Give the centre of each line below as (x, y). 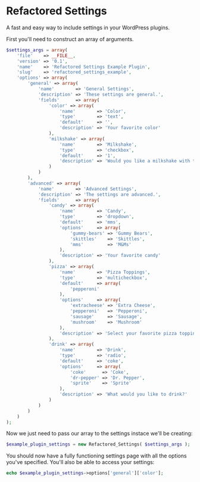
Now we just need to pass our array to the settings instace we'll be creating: (99, 434)
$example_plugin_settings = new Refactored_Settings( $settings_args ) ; (98, 444)
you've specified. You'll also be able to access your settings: (80, 462)
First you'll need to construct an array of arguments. (70, 39)
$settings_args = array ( (37, 50)
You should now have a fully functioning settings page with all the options (96, 456)
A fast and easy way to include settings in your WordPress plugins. (88, 27)
